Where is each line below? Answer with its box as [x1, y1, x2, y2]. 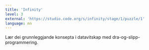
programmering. [5, 40, 39, 46]
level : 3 [5, 12, 23, 17]
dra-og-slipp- [112, 34, 140, 40]
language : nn [5, 21, 32, 26]
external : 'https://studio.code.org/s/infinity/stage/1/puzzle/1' [5, 16, 145, 21]
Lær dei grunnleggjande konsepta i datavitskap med [5, 34, 111, 40]
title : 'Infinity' [5, 7, 43, 12]
